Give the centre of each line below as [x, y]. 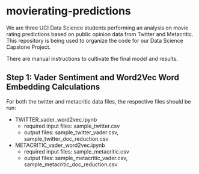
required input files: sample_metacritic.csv [76, 151]
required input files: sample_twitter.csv [72, 126]
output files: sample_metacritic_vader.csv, [76, 158]
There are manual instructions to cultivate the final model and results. [92, 58]
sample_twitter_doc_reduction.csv [66, 138]
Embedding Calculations [53, 87]
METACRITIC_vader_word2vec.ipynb [60, 145]
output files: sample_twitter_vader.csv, [71, 132]
